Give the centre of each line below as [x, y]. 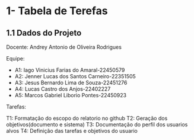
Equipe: [15, 58]
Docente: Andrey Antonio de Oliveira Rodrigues [64, 47]
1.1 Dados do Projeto [44, 33]
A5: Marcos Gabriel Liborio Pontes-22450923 [70, 95]
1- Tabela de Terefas [57, 11]
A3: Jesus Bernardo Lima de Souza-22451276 [71, 82]
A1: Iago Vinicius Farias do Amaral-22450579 [70, 70]
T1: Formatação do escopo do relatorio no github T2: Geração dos [87, 118]
